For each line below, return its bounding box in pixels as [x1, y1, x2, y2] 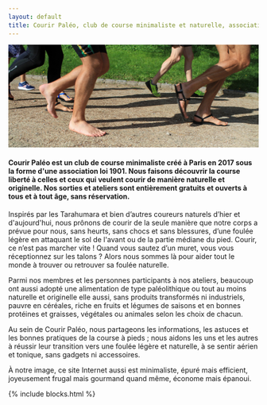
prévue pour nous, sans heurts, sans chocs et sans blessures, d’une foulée [8, 226, 253, 236]
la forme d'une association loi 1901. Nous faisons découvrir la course [8, 167, 241, 176]
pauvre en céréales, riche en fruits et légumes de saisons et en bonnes [8, 300, 241, 310]
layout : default [8, 13, 62, 21]
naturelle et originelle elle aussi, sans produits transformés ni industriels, [8, 292, 246, 302]
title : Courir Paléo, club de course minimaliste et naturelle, [8, 21, 226, 29]
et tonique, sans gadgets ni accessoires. [8, 349, 141, 359]
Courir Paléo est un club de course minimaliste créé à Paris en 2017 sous [8, 158, 253, 168]
